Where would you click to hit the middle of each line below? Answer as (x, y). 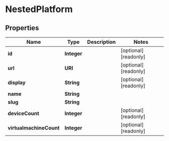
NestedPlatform (39, 9)
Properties (22, 28)
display (17, 83)
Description (102, 42)
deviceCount (23, 113)
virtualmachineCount (34, 128)
